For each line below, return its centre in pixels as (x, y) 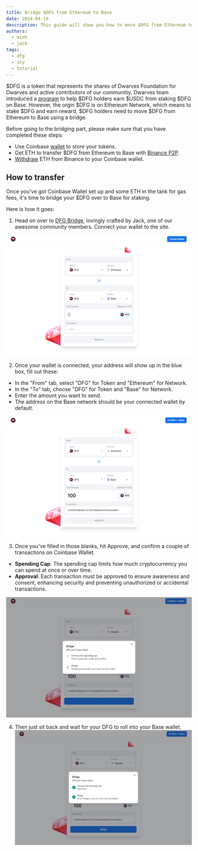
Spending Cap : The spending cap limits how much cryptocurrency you (101, 563)
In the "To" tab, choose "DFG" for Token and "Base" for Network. (94, 389)
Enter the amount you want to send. (58, 395)
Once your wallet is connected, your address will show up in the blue (98, 365)
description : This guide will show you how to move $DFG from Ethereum (96, 25)
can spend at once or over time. (53, 570)
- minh (19, 37)
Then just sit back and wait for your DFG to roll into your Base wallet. (98, 727)
